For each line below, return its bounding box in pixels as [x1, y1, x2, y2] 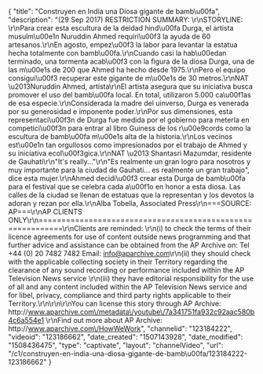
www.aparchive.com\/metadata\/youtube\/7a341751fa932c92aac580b [27, 307, 255, 317]
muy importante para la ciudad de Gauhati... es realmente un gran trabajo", [8, 165, 250, 174]
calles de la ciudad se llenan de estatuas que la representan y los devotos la [8, 190, 254, 200]
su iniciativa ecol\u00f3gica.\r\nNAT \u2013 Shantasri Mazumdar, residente [8, 148, 253, 158]
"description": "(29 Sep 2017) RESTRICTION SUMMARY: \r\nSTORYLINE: [8, 15, 243, 24]
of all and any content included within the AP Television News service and [8, 282, 247, 291]
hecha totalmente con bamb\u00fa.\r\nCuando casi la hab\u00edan [8, 49, 227, 57]
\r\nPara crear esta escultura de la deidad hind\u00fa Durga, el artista [8, 24, 234, 32]
